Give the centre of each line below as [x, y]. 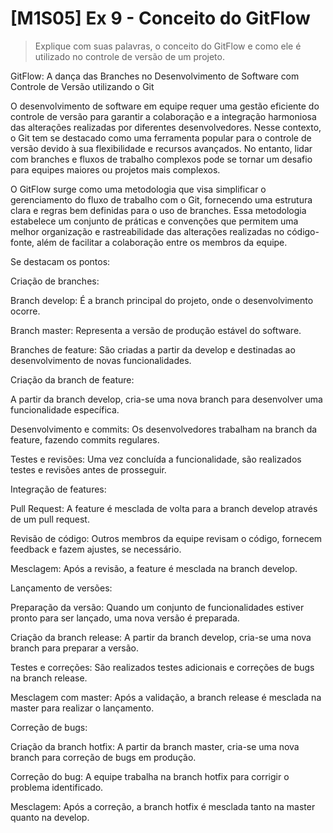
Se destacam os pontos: [60, 261]
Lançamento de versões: [61, 588]
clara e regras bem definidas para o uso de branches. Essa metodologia [158, 210]
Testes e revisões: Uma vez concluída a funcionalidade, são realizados [156, 459]
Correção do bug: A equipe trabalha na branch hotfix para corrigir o [150, 776]
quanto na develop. [50, 817]
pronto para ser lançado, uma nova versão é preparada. [125, 618]
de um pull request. [50, 519]
